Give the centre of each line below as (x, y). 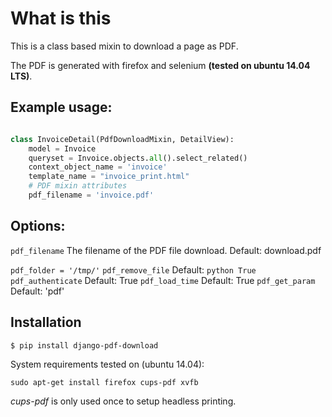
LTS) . (21, 76)
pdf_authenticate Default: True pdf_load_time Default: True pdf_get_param (163, 280)
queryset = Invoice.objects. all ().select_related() (138, 158)
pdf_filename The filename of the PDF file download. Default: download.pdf (166, 250)
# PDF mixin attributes (78, 186)
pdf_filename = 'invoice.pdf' (91, 195)
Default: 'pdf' (37, 291)
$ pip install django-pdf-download (84, 345)
